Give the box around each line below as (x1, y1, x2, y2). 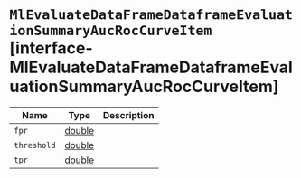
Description (102, 108, 155, 121)
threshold (14, 140, 56, 150)
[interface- (9, 38, 93, 59)
